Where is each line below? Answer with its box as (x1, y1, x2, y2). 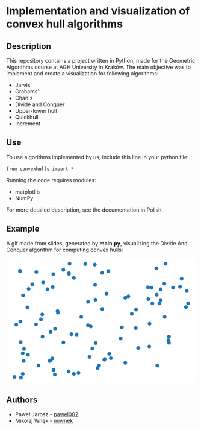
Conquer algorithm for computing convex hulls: (6, 246, 123, 253)
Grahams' (14, 88, 40, 95)
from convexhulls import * (6, 166, 74, 172)
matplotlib (14, 188, 40, 195)
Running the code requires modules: (6, 176, 96, 183)
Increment (14, 120, 41, 127)
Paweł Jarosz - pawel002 (14, 410, 79, 417)
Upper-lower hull (14, 107, 57, 114)
